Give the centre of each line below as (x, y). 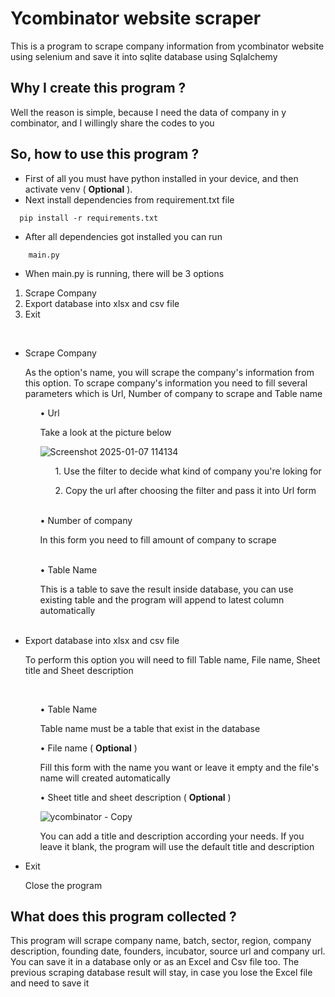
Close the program (63, 885)
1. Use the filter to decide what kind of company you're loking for (188, 471)
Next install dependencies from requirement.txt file (129, 199)
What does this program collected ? (123, 916)
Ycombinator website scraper (136, 18)
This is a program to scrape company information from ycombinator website (167, 46)
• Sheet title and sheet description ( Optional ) (135, 797)
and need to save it (50, 983)
